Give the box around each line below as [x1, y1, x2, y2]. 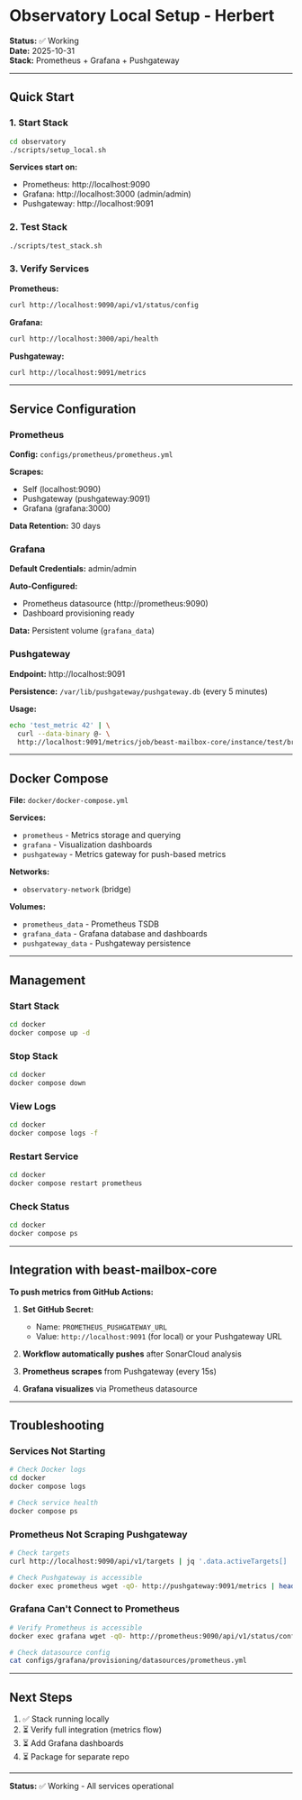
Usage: [9, 703, 38, 714]
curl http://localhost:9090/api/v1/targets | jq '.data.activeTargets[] [9, 1557, 288, 1566]
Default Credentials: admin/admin [9, 563, 138, 574]
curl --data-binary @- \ [17, 729, 111, 738]
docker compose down [9, 1078, 87, 1087]
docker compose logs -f [9, 1128, 99, 1138]
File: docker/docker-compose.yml [9, 795, 129, 806]
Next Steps [9, 1689, 73, 1704]
